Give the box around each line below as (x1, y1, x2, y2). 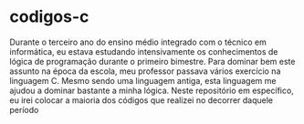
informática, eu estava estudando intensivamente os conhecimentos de (9, 46, 278, 57)
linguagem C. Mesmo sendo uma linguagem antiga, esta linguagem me (9, 75, 277, 86)
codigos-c (9, 6, 89, 27)
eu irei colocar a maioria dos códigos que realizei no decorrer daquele (9, 94, 274, 106)
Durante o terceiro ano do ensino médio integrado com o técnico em (9, 36, 267, 47)
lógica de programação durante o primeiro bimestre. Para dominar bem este (9, 56, 296, 67)
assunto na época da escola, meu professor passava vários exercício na (9, 66, 281, 77)
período (9, 104, 39, 115)
